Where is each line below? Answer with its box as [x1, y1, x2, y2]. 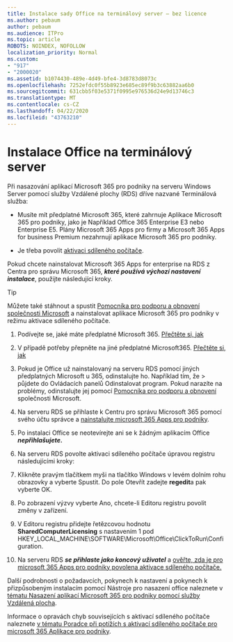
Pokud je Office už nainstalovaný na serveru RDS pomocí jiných [17, 364, 200, 373]
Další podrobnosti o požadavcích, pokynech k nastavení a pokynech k [7, 576, 208, 585]
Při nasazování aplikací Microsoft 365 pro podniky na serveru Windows [7, 182, 211, 191]
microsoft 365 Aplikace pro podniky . [7, 627, 111, 635]
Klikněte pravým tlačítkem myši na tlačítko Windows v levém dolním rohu [17, 470, 226, 479]
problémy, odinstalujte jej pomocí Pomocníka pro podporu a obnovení [17, 387, 217, 395]
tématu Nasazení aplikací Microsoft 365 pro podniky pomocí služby [7, 591, 200, 599]
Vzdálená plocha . [7, 598, 57, 607]
